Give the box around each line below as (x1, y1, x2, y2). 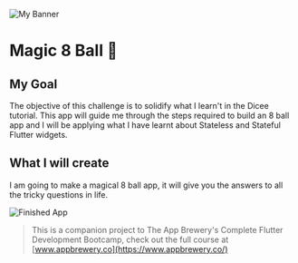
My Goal (9, 76, 58, 92)
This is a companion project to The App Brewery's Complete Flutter (31, 224, 284, 235)
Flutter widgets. (9, 130, 68, 140)
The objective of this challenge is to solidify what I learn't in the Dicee (9, 101, 269, 111)
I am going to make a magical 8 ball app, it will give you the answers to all (9, 180, 284, 190)
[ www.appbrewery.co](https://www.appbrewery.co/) (31, 243, 228, 254)
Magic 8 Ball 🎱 (9, 41, 118, 61)
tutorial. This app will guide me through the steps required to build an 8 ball (9, 110, 290, 121)
